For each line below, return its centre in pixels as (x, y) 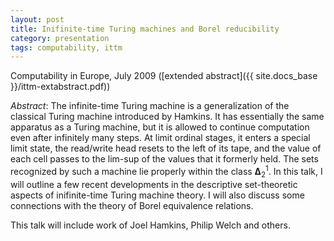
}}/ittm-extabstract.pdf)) (60, 87)
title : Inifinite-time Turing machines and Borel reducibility (145, 29)
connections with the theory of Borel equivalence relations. (132, 205)
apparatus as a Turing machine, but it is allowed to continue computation (160, 127)
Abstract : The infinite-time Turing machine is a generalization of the (150, 106)
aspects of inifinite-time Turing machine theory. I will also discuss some (157, 195)
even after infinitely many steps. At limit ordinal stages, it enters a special (160, 138)
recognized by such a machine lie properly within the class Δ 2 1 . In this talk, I (166, 172)
